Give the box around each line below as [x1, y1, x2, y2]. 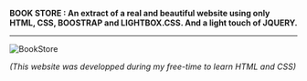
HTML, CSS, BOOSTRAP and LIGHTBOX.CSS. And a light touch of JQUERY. [9, 17, 298, 28]
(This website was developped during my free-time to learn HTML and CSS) [9, 61, 297, 72]
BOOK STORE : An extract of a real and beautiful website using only [9, 8, 270, 18]
